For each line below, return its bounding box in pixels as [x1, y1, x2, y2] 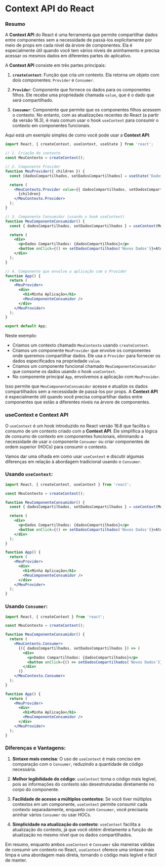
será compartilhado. [12, 97, 53, 103]
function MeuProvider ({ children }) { [5, 169, 85, 173]
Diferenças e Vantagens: [5, 744, 66, 751]
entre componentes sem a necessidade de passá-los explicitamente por [5, 37, 152, 43]
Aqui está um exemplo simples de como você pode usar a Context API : [5, 132, 151, 138]
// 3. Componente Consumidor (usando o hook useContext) [5, 214, 125, 219]
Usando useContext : [5, 471, 53, 477]
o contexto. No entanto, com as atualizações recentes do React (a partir [12, 112, 159, 118]
